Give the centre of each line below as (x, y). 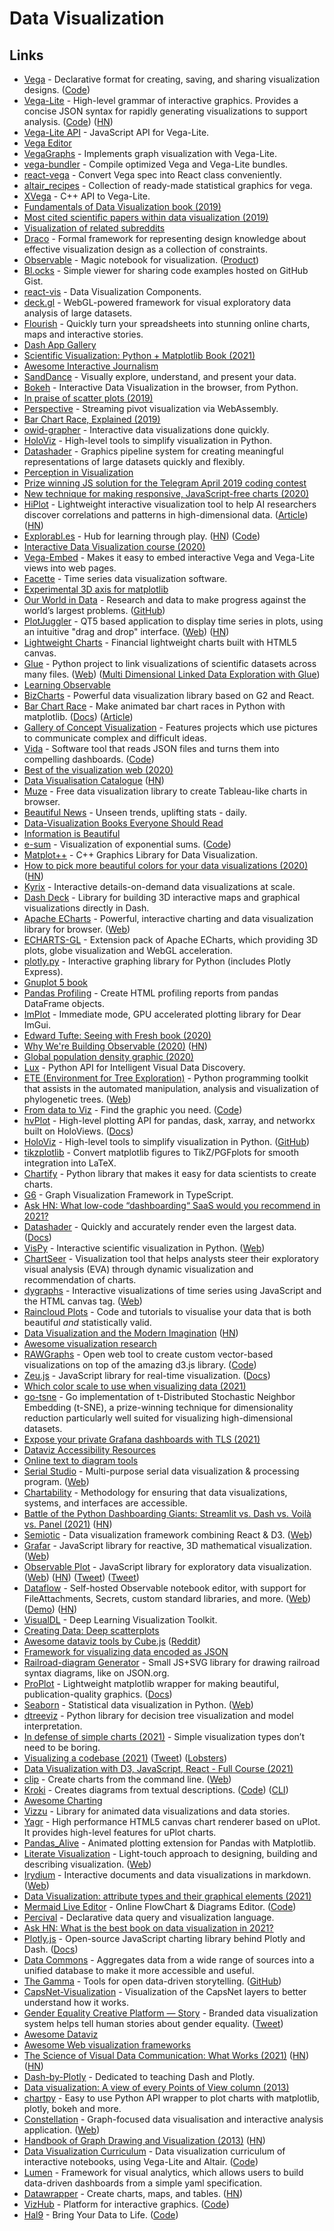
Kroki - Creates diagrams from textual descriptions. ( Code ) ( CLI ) (156, 1790)
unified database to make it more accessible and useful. (139, 1970)
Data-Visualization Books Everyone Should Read (123, 823)
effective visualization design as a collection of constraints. (145, 249)
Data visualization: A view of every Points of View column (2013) (156, 2087)
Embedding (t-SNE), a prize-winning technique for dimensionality (158, 1407)
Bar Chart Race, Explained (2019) (92, 419)
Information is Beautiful (72, 833)
